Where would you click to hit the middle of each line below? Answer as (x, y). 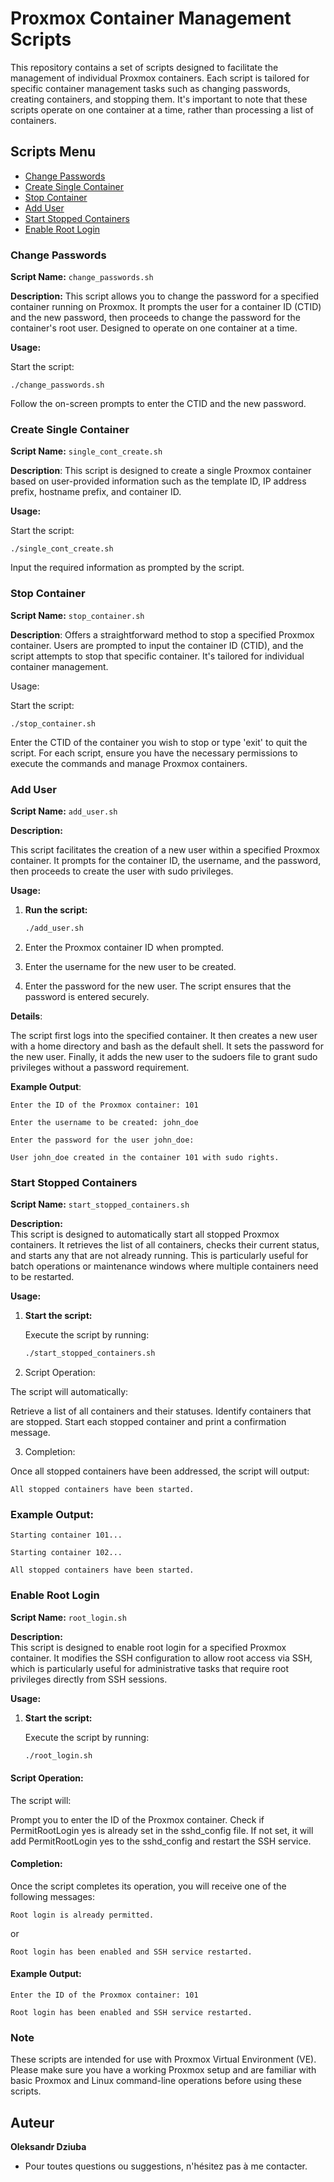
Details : (26, 1016)
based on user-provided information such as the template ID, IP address (158, 481)
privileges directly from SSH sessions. (89, 1679)
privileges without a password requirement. (100, 1067)
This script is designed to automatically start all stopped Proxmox (145, 1234)
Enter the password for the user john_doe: (102, 1140)
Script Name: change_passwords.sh (82, 277)
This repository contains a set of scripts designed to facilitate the (144, 67)
